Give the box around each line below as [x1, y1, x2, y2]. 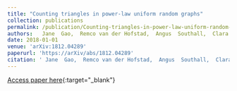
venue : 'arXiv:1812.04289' [7, 43, 87, 50]
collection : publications [7, 17, 83, 24]
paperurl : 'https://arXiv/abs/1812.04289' [7, 50, 134, 57]
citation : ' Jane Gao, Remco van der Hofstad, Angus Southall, [7, 56, 210, 63]
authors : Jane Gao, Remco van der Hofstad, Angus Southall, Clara [7, 30, 229, 37]
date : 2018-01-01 [7, 37, 59, 44]
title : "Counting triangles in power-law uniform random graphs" [7, 10, 203, 18]
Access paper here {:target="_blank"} [7, 75, 116, 84]
